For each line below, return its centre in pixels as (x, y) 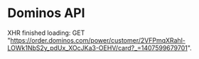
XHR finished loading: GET (46, 33)
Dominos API (46, 13)
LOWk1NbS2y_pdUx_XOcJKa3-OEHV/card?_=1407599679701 (98, 48)
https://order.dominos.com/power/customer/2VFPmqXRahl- (98, 40)
